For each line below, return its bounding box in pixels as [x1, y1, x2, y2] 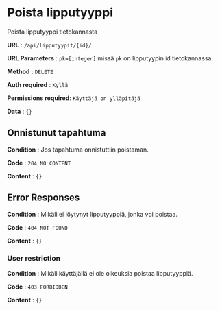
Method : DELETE [7, 67, 53, 75]
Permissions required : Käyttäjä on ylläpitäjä [7, 94, 140, 102]
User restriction [7, 254, 61, 263]
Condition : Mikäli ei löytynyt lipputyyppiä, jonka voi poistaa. [7, 210, 178, 218]
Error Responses [7, 192, 80, 204]
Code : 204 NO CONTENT [7, 158, 71, 167]
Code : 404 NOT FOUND [7, 223, 69, 231]
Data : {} [7, 107, 32, 115]
